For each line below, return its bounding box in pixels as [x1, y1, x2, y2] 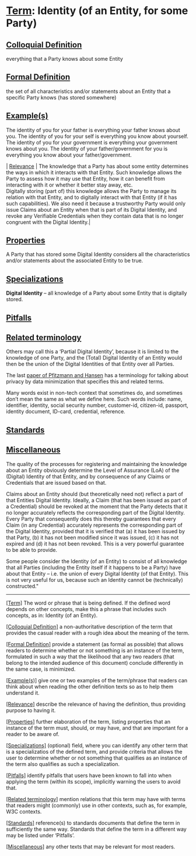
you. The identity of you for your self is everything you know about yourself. [6, 133, 188, 140]
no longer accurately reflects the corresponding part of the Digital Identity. [6, 509, 185, 516]
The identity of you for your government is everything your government [6, 139, 178, 146]
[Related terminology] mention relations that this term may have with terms [6, 795, 185, 802]
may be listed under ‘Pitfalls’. [6, 831, 75, 838]
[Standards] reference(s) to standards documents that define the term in [6, 819, 180, 826]
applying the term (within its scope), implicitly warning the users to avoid [6, 778, 181, 785]
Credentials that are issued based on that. [6, 479, 107, 486]
